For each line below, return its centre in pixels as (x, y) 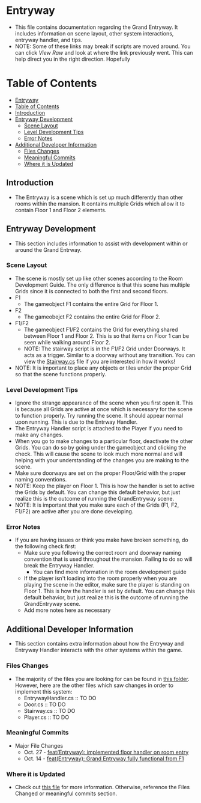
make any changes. (39, 435)
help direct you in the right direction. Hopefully (73, 59)
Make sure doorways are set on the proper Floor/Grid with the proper (100, 473)
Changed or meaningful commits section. (66, 793)
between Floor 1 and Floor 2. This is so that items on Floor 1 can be (106, 336)
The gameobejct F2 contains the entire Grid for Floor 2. (92, 317)
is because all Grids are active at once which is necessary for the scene (104, 409)
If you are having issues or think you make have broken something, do (101, 540)
